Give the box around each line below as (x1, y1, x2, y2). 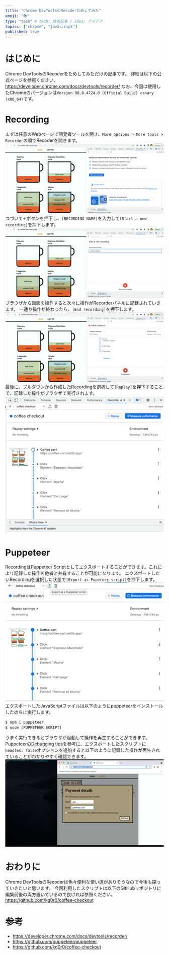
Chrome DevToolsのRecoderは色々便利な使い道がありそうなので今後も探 (5, 879, 157, 885)
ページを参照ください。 (9, 77, 58, 83)
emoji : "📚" (5, 13, 30, 19)
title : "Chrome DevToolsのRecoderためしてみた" (5, 8, 102, 13)
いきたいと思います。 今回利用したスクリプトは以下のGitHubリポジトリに (9, 885, 162, 891)
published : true (5, 29, 39, 35)
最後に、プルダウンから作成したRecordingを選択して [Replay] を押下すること (5, 384, 163, 390)
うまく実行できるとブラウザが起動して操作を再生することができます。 (5, 735, 150, 741)
